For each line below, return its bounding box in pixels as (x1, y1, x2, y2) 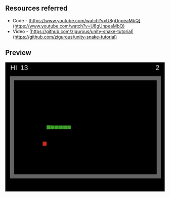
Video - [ (12, 28, 31, 35)
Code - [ (12, 17, 30, 23)
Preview (5, 48, 32, 57)
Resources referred (5, 4, 68, 13)
